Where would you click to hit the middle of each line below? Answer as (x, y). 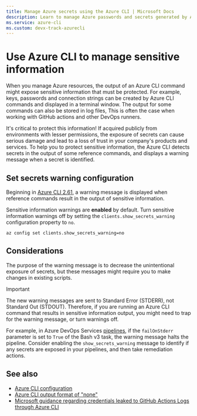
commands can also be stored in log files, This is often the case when (90, 111)
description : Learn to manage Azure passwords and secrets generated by (97, 17)
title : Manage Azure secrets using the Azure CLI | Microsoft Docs (90, 11)
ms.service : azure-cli (34, 22)
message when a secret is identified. (50, 160)
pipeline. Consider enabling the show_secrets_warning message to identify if (98, 343)
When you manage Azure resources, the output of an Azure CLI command (96, 86)
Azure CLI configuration (43, 388)
